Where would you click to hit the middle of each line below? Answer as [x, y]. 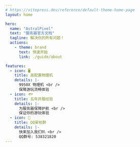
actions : [19, 43]
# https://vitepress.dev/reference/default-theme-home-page [70, 10]
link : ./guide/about [40, 57]
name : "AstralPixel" [31, 28]
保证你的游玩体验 [34, 113]
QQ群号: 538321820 [37, 137]
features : [16, 66]
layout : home [19, 15]
